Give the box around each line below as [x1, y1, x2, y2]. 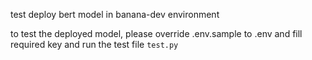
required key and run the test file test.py [10, 39, 179, 50]
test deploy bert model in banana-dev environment [10, 9, 220, 20]
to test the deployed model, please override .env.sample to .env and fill [10, 28, 303, 39]
